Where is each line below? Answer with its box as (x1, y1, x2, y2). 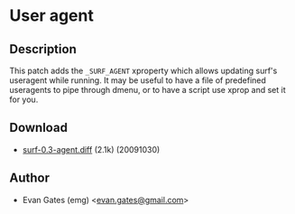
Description (9, 42, 77, 57)
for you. (9, 94, 39, 105)
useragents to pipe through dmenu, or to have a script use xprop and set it (9, 85, 286, 95)
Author (9, 171, 50, 186)
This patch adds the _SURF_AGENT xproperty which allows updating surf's (9, 65, 278, 76)
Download (9, 120, 68, 135)
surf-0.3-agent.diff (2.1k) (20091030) (22, 144, 161, 154)
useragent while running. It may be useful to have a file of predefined (9, 75, 266, 86)
